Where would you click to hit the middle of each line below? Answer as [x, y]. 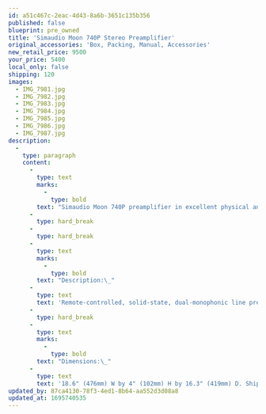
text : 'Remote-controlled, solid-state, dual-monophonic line [141, 302]
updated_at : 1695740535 [47, 398]
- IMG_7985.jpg [40, 119]
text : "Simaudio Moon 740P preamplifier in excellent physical [143, 207]
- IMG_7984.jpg [40, 112]
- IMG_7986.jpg [40, 126]
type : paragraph [49, 155]
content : [37, 163]
